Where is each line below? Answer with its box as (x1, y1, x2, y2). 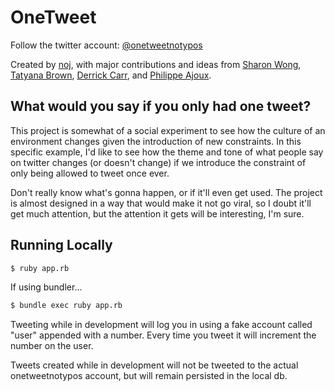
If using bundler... (10, 281, 83, 293)
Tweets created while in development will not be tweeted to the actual (10, 359, 299, 371)
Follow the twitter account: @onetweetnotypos (10, 39, 203, 51)
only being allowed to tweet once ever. (10, 167, 170, 179)
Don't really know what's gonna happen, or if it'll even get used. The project (10, 186, 323, 198)
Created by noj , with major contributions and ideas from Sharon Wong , (10, 58, 302, 70)
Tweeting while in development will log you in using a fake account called (10, 319, 313, 331)
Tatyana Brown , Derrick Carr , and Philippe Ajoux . (10, 69, 212, 81)
